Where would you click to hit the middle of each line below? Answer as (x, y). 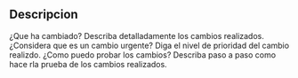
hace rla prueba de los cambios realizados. (88, 64)
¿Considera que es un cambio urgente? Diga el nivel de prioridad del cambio (149, 45)
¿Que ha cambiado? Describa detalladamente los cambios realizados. (137, 35)
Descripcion (44, 15)
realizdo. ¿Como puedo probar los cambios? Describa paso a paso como (143, 55)
